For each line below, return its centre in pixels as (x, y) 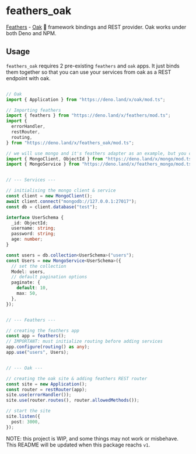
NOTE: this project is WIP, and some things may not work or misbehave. (92, 438)
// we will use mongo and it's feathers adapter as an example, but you (96, 153)
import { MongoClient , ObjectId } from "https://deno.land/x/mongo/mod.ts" (100, 159)
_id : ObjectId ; (30, 223)
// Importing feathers (34, 110)
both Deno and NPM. (31, 33)
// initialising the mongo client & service (61, 191)
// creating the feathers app (43, 330)
